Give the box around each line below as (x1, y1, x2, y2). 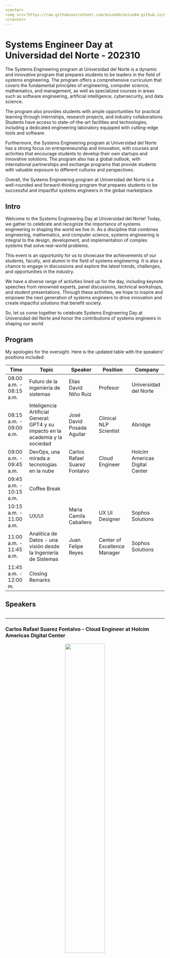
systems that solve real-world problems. (5, 243, 90, 249)
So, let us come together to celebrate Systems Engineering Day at (5, 310, 143, 316)
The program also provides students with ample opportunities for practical (5, 109, 160, 115)
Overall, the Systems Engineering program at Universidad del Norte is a (5, 177, 154, 183)
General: (29, 415, 50, 422)
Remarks (29, 576, 51, 584)
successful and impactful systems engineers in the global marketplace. (5, 187, 154, 193)
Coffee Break (29, 485, 61, 492)
